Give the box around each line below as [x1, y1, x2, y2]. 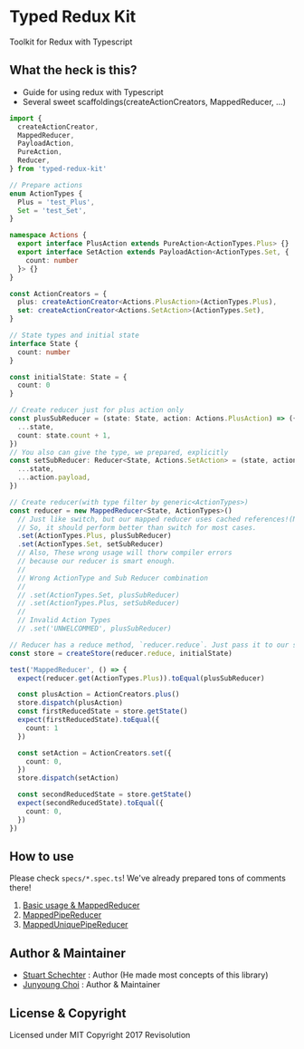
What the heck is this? [9, 63, 138, 78]
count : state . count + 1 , [17, 430, 111, 440]
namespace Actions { [9, 231, 88, 240]
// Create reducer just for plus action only [9, 406, 184, 415]
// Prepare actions [9, 180, 83, 189]
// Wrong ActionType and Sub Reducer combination [17, 573, 208, 582]
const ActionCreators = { [9, 289, 107, 298]
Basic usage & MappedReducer [22, 900, 140, 911]
